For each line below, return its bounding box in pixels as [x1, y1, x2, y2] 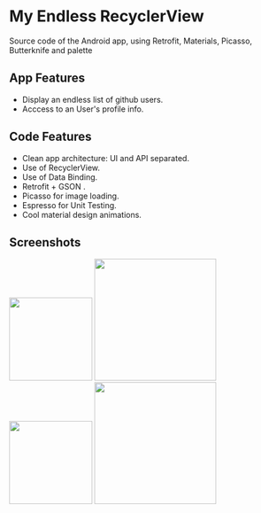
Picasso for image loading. [21, 190, 119, 201]
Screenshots [9, 235, 81, 250]
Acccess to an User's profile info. [21, 104, 144, 114]
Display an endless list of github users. [21, 94, 164, 105]
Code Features [9, 129, 92, 144]
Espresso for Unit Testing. [21, 199, 117, 210]
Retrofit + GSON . [21, 181, 86, 191]
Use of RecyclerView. [21, 162, 100, 173]
